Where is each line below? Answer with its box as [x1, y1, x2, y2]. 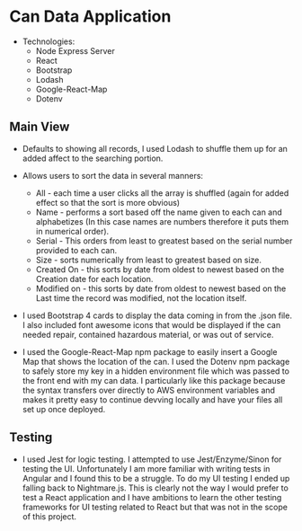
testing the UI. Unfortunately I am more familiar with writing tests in [22, 463, 271, 473]
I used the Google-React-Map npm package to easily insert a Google [22, 346, 278, 357]
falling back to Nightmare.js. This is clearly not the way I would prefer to [22, 482, 289, 493]
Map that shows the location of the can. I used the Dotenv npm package [22, 356, 290, 367]
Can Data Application [9, 6, 172, 27]
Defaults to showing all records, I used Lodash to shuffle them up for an [22, 143, 288, 154]
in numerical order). [35, 226, 110, 236]
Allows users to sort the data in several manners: [22, 170, 204, 181]
